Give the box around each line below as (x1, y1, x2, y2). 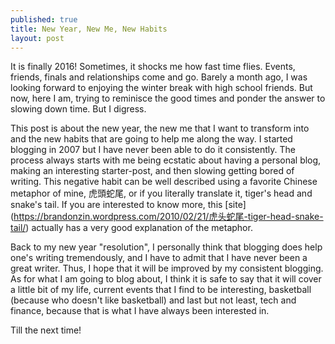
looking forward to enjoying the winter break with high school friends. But (10, 82, 313, 94)
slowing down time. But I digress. (10, 103, 147, 115)
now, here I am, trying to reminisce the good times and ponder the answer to (10, 92, 326, 105)
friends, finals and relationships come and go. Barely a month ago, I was (10, 71, 308, 83)
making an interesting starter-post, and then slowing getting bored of (10, 165, 295, 177)
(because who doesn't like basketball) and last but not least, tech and (10, 294, 297, 306)
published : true (10, 14, 78, 25)
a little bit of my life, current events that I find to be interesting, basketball (10, 284, 312, 296)
